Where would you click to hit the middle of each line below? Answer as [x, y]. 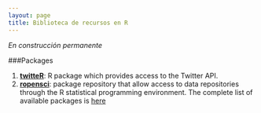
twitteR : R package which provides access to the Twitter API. [119, 75]
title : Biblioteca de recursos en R [68, 23]
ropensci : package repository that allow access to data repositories [129, 84]
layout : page [29, 15]
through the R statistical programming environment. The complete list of [136, 92]
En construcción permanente [55, 45]
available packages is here [62, 100]
